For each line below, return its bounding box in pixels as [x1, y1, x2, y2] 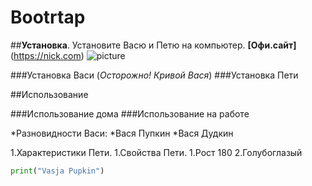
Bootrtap [10, 6, 86, 29]
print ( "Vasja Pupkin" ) [10, 166, 105, 176]
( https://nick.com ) [10, 49, 85, 61]
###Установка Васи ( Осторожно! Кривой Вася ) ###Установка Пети [10, 69, 299, 81]
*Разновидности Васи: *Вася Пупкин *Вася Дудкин [10, 127, 234, 139]
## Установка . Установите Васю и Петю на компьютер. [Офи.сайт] [10, 39, 297, 51]
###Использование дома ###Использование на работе [10, 107, 250, 120]
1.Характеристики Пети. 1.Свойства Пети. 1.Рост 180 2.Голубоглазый [10, 146, 303, 158]
